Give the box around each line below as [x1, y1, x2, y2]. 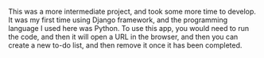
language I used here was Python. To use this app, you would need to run [8, 24, 249, 33]
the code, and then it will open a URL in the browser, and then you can [8, 32, 239, 41]
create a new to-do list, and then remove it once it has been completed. [8, 41, 243, 50]
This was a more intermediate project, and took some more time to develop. [8, 7, 257, 16]
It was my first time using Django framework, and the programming [8, 15, 228, 25]
